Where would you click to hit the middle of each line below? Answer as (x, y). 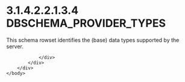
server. (15, 46)
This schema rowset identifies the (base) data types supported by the (93, 40)
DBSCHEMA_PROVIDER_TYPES (86, 23)
